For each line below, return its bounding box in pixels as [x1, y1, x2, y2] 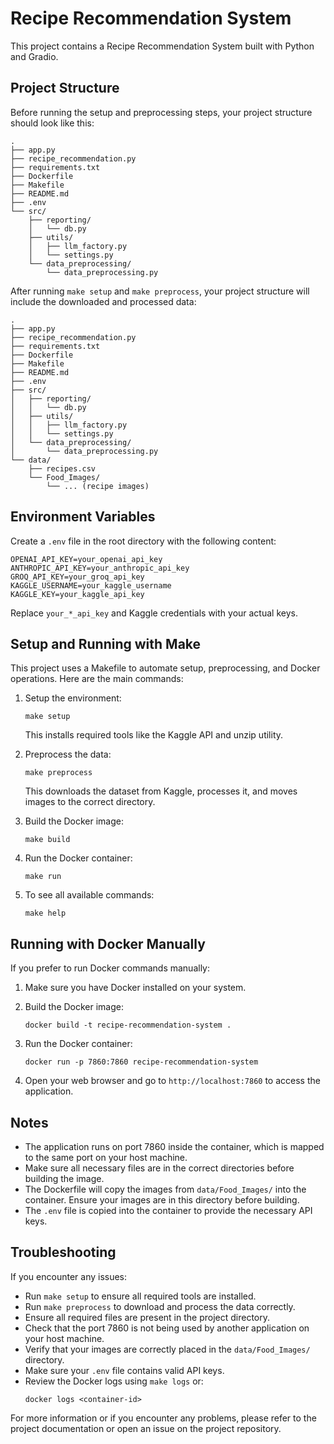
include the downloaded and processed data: [10, 295, 197, 307]
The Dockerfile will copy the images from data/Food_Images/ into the [24, 1183, 307, 1195]
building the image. [24, 1173, 105, 1184]
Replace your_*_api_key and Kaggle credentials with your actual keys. [10, 607, 298, 619]
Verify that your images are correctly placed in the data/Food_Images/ [24, 1343, 311, 1355]
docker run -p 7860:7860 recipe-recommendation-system [24, 1057, 259, 1067]
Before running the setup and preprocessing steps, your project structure [10, 106, 313, 118]
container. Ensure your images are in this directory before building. [24, 1194, 300, 1206]
